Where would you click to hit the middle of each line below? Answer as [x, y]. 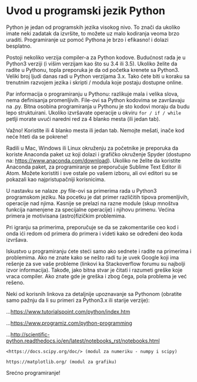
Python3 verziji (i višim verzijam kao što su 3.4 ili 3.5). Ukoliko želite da [92, 64]
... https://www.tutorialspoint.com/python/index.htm [68, 311]
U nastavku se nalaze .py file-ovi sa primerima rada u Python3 [81, 190]
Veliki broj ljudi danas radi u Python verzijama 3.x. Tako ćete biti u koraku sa [98, 76]
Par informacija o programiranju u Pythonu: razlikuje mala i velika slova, [93, 94]
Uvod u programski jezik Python [86, 11]
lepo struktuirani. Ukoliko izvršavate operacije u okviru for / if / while [94, 113]
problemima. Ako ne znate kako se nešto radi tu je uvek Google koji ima [93, 257]
